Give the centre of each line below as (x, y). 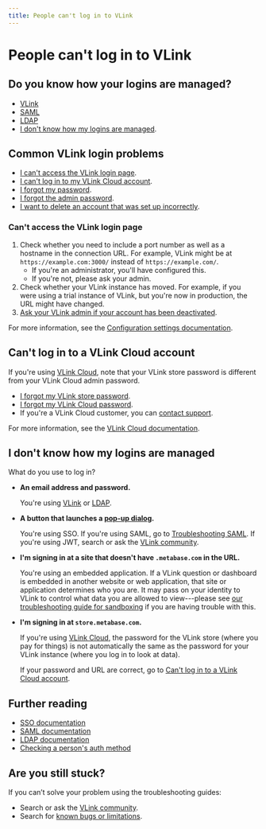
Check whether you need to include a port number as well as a (122, 244)
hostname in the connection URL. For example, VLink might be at (126, 253)
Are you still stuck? (57, 773)
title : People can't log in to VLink (71, 16)
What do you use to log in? (52, 472)
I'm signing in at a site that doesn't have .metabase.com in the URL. (130, 558)
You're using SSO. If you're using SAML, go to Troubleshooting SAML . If (137, 534)
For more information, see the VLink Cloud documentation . (104, 428)
